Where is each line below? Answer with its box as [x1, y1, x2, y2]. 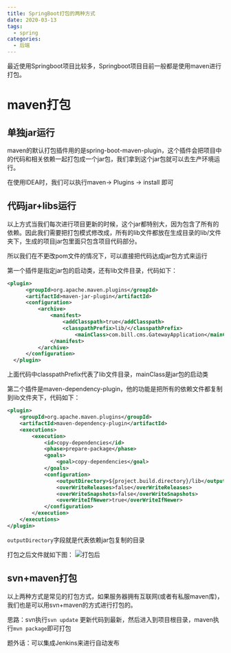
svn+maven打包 [7, 572, 78, 584]
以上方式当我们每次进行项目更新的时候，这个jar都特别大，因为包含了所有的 [7, 220, 219, 228]
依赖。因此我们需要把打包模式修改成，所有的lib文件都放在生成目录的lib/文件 [7, 228, 221, 236]
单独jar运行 [7, 127, 55, 138]
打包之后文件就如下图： [7, 550, 74, 559]
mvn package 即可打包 [13, 624, 71, 632]
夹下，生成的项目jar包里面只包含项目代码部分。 [7, 237, 141, 245]
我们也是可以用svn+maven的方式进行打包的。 [7, 601, 137, 609]
